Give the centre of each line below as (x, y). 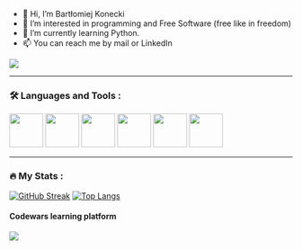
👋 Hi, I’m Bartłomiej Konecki (73, 14)
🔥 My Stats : (36, 176)
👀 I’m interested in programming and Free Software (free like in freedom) (157, 23)
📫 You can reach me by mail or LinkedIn (98, 43)
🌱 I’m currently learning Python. (81, 33)
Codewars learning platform (63, 217)
